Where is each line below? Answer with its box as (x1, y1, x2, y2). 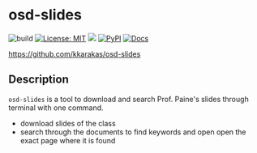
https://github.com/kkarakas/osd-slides (8, 49, 141, 58)
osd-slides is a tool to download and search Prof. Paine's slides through (8, 94, 249, 104)
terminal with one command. (8, 103, 104, 113)
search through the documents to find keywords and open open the (19, 127, 246, 137)
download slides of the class (19, 118, 116, 128)
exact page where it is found (19, 135, 116, 145)
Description (8, 73, 69, 87)
